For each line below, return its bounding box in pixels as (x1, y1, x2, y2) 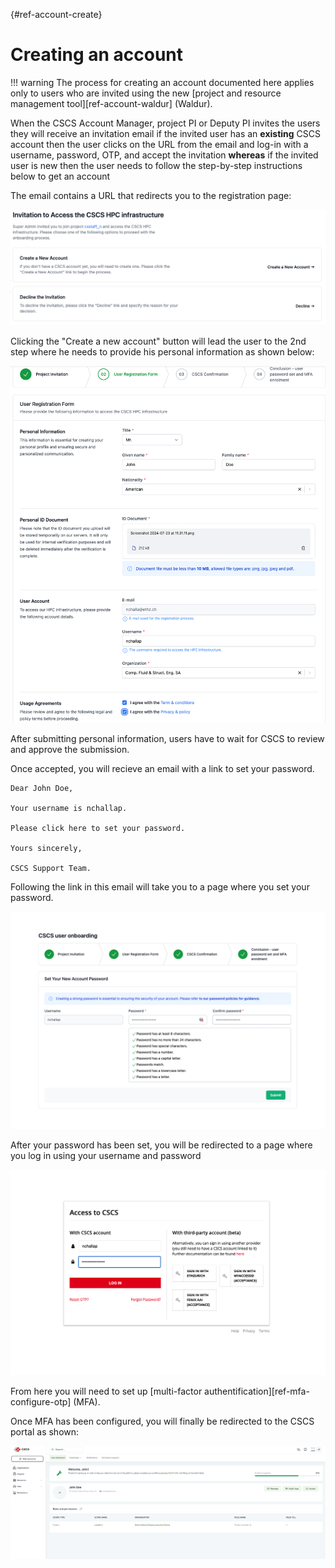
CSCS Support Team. (10, 863, 92, 873)
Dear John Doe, (10, 783, 74, 793)
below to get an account (10, 170, 111, 182)
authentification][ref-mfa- (204, 1385, 310, 1398)
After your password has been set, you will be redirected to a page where (10, 1139, 313, 1151)
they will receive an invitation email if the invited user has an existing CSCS (10, 127, 321, 139)
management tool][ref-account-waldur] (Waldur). (10, 97, 213, 109)
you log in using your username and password (10, 1150, 202, 1162)
